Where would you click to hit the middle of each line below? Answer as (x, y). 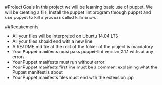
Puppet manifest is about (37, 72)
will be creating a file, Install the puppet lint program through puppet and (78, 12)
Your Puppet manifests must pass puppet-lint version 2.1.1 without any (82, 51)
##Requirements (22, 27)
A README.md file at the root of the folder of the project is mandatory (82, 46)
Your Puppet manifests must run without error (58, 62)
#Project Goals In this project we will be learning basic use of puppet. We (79, 7)
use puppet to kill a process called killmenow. (51, 17)
